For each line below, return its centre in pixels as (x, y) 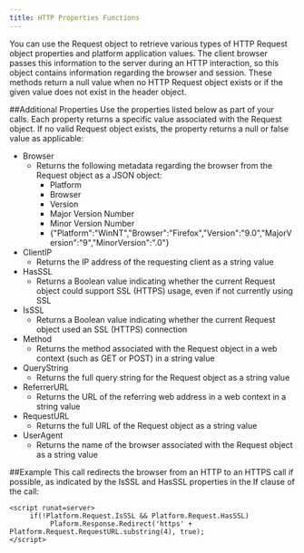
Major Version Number (92, 213)
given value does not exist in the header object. (98, 92)
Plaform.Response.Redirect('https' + (121, 524)
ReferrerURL (46, 387)
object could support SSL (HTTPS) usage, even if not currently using (164, 290)
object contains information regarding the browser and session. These (141, 73)
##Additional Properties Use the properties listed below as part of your (142, 109)
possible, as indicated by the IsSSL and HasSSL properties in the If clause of (152, 481)
